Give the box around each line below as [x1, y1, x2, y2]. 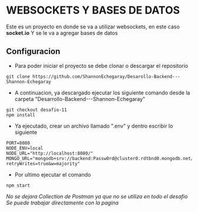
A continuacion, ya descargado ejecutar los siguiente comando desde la [14, 89, 190, 96]
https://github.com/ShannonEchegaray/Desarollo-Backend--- [32, 73, 181, 80]
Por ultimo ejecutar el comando [14, 171, 91, 178]
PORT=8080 [6, 140, 31, 146]
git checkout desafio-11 [6, 107, 67, 113]
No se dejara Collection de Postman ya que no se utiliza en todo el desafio [6, 193, 188, 200]
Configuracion [6, 47, 61, 57]
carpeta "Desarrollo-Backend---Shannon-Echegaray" [14, 95, 146, 102]
